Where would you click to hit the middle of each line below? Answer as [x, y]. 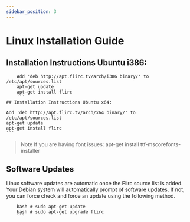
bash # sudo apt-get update [51, 207]
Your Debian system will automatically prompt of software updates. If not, [95, 189]
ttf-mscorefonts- [161, 144]
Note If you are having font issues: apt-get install [80, 144]
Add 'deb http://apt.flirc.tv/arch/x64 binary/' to [71, 112]
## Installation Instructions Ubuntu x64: [59, 102]
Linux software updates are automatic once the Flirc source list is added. [94, 184]
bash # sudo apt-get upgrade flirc [60, 212]
